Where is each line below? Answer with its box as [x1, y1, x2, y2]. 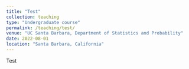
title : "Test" [6, 8, 41, 15]
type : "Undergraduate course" [6, 19, 81, 25]
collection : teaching [6, 14, 60, 20]
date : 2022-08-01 [6, 36, 49, 42]
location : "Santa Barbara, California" [6, 42, 105, 47]
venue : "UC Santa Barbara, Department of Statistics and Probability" [6, 30, 184, 36]
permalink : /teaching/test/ [6, 25, 76, 31]
